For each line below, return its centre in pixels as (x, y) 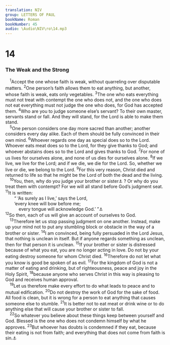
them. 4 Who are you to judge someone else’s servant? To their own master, (84, 111)
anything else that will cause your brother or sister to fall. (65, 309)
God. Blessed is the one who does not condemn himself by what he (76, 321)
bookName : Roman (22, 19)
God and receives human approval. (42, 279)
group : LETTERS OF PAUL (30, 15)
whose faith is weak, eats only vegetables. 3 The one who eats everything (82, 93)
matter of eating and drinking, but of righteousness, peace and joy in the (81, 268)
